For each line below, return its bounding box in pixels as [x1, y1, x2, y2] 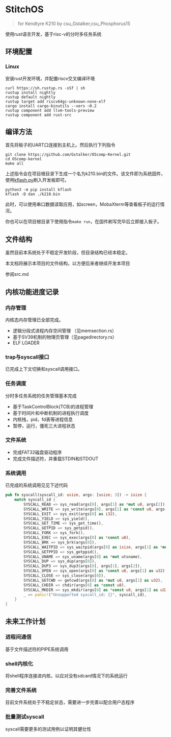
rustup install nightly [5, 90, 56, 95]
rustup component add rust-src [5, 112, 72, 117]
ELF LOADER [12, 340, 40, 346]
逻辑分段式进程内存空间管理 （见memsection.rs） [12, 327, 117, 334]
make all [5, 161, 24, 167]
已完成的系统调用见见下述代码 [5, 482, 68, 488]
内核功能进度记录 [5, 288, 59, 296]
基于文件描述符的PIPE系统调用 [5, 646, 69, 652]
